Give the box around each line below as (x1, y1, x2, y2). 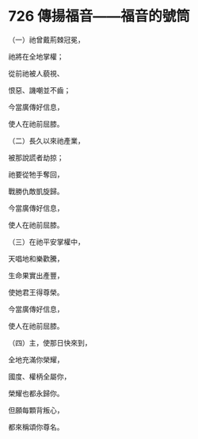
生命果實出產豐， (8, 270, 64, 280)
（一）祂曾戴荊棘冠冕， (8, 35, 85, 44)
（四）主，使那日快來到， (8, 338, 92, 347)
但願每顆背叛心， (8, 405, 64, 414)
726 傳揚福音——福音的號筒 (8, 7, 190, 25)
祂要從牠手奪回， (8, 170, 64, 179)
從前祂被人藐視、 (8, 68, 64, 78)
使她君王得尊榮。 (8, 287, 64, 297)
